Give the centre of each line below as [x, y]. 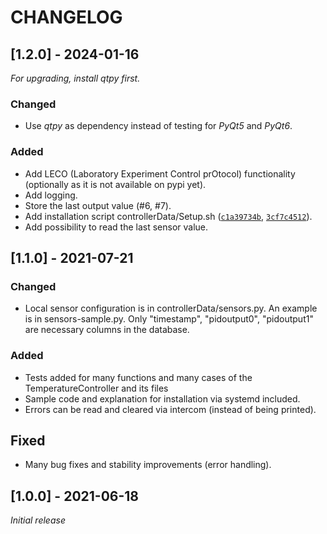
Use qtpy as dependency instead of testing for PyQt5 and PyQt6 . [158, 126]
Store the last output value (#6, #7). [98, 205]
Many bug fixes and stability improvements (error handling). [148, 465]
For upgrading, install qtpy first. [75, 78]
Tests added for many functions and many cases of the [138, 377]
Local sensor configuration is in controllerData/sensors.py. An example [171, 308]
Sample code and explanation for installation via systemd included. [162, 398]
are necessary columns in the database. [107, 330]
